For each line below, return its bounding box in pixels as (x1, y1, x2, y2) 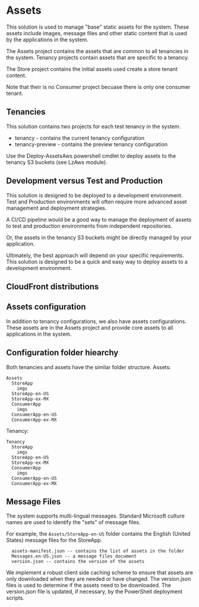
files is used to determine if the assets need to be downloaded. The (6, 582, 171, 589)
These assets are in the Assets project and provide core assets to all (6, 324, 173, 331)
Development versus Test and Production (6, 176, 163, 186)
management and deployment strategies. (6, 204, 107, 212)
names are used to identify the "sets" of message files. (6, 519, 141, 526)
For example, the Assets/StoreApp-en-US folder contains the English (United (6, 530, 191, 537)
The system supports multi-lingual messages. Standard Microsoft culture (6, 512, 185, 519)
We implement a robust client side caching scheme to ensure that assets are (6, 569, 193, 576)
